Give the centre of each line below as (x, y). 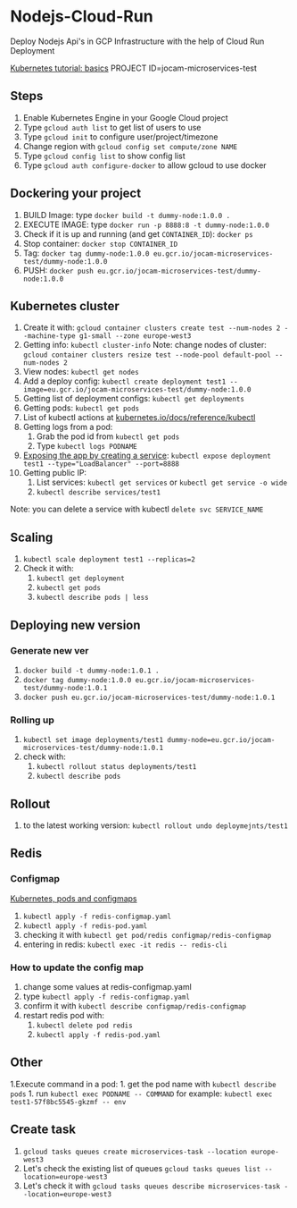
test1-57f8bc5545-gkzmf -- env (68, 1102)
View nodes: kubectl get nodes (81, 372)
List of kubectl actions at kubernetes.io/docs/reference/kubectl (139, 418)
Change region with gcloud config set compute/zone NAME (130, 146)
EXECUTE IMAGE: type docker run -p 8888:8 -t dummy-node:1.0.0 (146, 224)
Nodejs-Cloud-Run (82, 17)
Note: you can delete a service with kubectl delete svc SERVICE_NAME (137, 509)
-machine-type (49, 336)
